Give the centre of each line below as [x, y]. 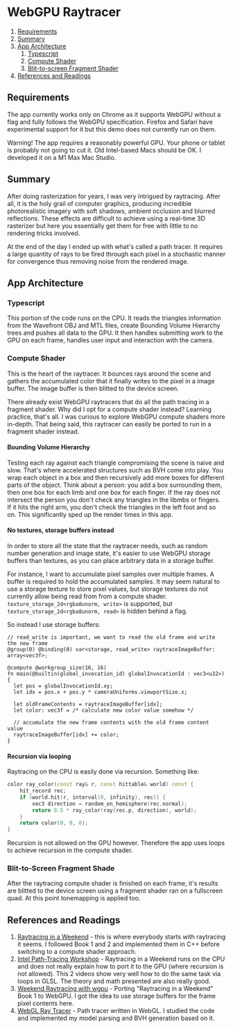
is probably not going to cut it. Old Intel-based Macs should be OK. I [104, 150]
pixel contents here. [45, 1003]
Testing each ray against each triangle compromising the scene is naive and [116, 463]
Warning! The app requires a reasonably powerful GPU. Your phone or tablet [116, 143]
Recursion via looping [39, 756]
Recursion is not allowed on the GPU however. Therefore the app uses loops [116, 843]
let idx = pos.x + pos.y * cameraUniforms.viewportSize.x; [101, 692]
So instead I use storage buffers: [54, 624]
